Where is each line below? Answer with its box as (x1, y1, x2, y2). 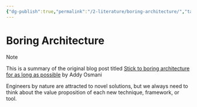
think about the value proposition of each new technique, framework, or (6, 89, 180, 96)
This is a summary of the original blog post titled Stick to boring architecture (6, 65, 190, 72)
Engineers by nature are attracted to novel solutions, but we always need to (6, 82, 189, 89)
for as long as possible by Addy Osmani (6, 71, 103, 78)
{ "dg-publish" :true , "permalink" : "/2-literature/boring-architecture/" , (6, 8, 185, 15)
